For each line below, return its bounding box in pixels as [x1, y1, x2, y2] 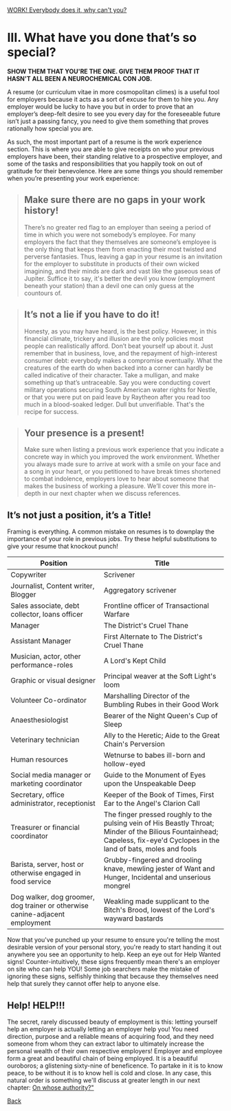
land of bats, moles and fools [103, 844, 197, 854]
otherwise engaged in [10, 868, 81, 878]
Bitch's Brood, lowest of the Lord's [103, 905, 215, 915]
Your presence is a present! [23, 427, 144, 439]
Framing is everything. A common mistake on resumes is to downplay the [7, 527, 215, 536]
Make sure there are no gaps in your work [23, 194, 206, 206]
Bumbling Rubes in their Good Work [103, 700, 219, 709]
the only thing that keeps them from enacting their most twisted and [23, 245, 217, 253]
